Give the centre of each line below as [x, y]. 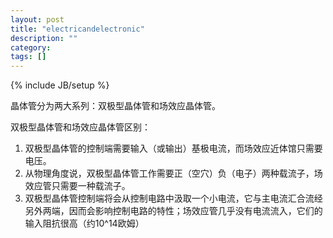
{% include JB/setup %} [60, 85]
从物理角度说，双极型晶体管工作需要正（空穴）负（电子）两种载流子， [169, 173]
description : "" [44, 38]
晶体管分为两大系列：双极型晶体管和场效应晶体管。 [115, 106]
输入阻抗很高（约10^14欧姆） [84, 223]
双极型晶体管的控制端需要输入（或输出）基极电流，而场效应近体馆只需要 [173, 148]
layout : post [37, 19]
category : [31, 47]
